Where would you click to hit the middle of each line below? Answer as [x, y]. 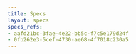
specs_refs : [25, 27]
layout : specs [28, 20]
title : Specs [27, 14]
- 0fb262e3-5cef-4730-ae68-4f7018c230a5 [68, 40]
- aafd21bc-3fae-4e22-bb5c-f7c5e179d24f [68, 33]
